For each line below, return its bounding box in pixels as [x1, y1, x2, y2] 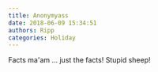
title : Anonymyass [8, 11, 69, 20]
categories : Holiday [8, 33, 77, 42]
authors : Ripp [8, 26, 55, 34]
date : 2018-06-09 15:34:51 [8, 19, 97, 27]
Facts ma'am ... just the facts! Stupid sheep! [8, 55, 152, 65]
